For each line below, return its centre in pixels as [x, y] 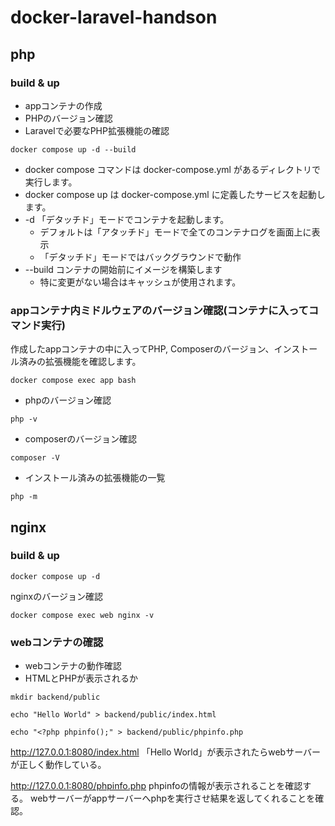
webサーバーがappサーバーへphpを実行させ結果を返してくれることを [172, 798]
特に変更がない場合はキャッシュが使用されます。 [140, 282]
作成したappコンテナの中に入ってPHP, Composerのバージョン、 [142, 349]
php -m [24, 497]
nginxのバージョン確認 [56, 596]
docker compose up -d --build [73, 149]
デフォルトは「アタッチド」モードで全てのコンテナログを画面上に [175, 232]
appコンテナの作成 [63, 105]
